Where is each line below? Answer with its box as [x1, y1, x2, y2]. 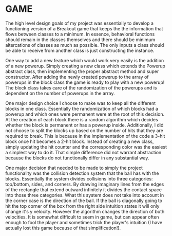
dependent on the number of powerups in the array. [5, 90, 115, 96]
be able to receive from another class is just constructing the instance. [5, 47, 155, 53]
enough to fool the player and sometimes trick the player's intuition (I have [5, 219, 163, 225]
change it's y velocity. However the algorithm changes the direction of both [5, 208, 165, 214]
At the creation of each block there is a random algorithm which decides [5, 116, 158, 122]
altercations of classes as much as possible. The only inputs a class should [5, 42, 164, 48]
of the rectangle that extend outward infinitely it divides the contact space [5, 186, 162, 193]
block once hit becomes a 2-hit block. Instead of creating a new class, [5, 138, 154, 144]
